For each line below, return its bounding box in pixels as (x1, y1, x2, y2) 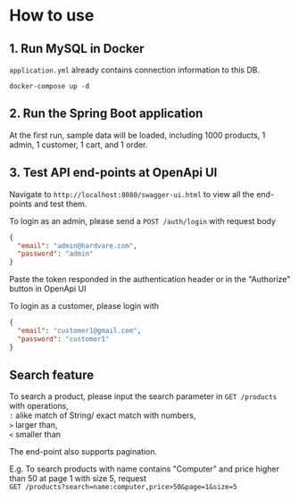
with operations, (9, 401, 69, 412)
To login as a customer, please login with (9, 301, 159, 312)
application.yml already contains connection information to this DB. (9, 64, 261, 75)
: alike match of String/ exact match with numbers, (9, 410, 196, 421)
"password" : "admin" (17, 249, 94, 259)
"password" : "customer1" (17, 334, 110, 344)
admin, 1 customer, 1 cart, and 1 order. (9, 139, 148, 150)
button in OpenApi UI (9, 283, 87, 295)
